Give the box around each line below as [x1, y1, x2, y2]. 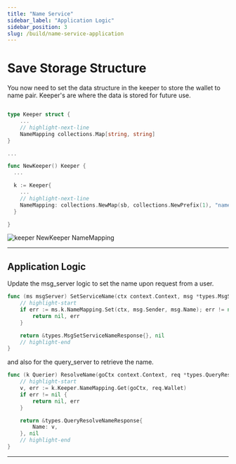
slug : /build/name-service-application [7, 30, 124, 37]
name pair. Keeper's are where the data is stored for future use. [7, 91, 191, 99]
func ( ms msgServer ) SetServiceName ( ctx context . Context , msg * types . [7, 293, 218, 300]
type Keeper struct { [7, 111, 71, 118]
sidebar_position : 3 [7, 23, 68, 30]
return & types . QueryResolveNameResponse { [20, 417, 143, 424]
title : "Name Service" [7, 10, 74, 18]
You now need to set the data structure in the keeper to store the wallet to [7, 84, 221, 92]
